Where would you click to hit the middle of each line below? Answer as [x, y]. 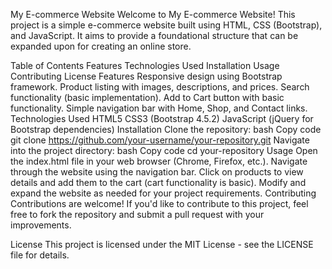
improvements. [41, 225]
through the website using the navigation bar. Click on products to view [157, 172]
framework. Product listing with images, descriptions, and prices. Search [160, 87]
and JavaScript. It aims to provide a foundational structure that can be [154, 35]
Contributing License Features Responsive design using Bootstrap [146, 76]
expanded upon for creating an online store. [101, 46]
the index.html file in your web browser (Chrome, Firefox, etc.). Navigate [159, 161]
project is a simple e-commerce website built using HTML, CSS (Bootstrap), [166, 25]
